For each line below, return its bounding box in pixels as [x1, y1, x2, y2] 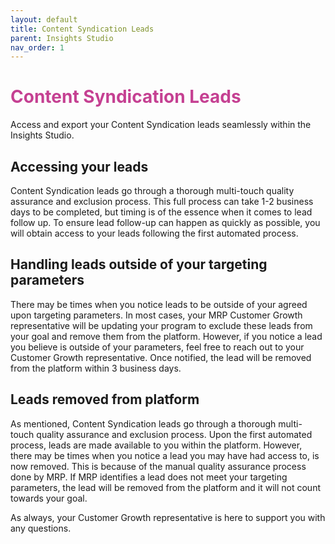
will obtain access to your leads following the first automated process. [10, 227, 299, 239]
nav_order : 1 [10, 42, 65, 53]
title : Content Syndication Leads [10, 24, 155, 34]
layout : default [10, 14, 78, 25]
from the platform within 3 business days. [10, 362, 182, 374]
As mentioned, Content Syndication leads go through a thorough [10, 417, 277, 430]
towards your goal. [10, 492, 88, 504]
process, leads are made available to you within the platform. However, [10, 439, 303, 451]
